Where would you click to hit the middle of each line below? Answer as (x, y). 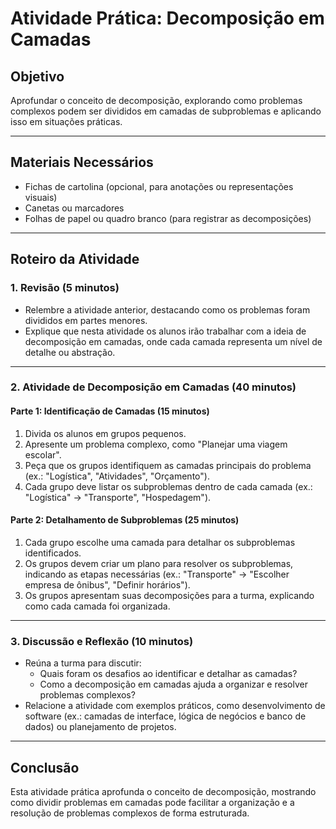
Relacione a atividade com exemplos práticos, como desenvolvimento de (175, 706)
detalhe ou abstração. (70, 352)
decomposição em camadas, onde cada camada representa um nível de (173, 341)
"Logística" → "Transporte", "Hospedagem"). (118, 497)
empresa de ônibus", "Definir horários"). (107, 584)
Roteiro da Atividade (75, 259)
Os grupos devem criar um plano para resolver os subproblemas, (159, 563)
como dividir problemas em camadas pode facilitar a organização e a (152, 802)
